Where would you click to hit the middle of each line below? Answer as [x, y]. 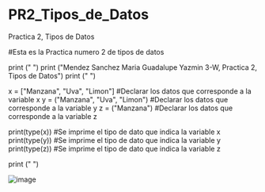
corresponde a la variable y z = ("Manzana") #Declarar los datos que [121, 108]
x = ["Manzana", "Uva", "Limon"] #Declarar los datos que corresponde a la [130, 91]
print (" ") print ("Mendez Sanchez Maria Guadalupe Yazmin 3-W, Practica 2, [133, 67]
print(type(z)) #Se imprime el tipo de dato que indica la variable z [115, 148]
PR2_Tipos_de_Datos [78, 15]
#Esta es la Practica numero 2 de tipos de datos [86, 52]
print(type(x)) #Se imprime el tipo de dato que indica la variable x [114, 132]
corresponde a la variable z [53, 116]
